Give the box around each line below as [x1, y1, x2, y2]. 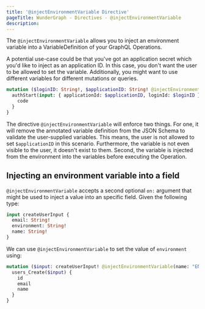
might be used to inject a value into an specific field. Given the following [6, 193, 187, 200]
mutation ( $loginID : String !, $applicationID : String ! [6, 87, 149, 93]
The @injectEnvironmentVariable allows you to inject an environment [6, 37, 179, 45]
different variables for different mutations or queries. [6, 75, 138, 82]
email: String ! [12, 217, 51, 224]
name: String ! [12, 228, 48, 235]
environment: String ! [12, 223, 67, 229]
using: [6, 252, 22, 259]
